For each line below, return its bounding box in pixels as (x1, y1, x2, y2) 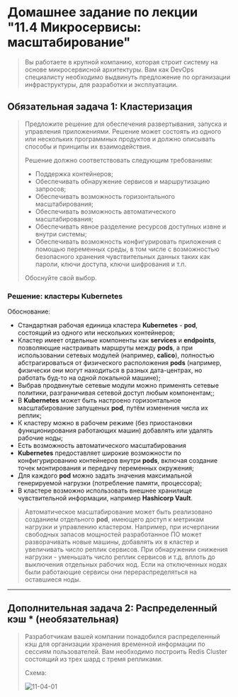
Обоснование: (7, 307, 51, 316)
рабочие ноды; (17, 434, 64, 442)
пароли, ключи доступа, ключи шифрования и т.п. (35, 260, 187, 268)
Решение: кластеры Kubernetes (7, 291, 123, 301)
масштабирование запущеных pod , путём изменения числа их (17, 404, 209, 413)
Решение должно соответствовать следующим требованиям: (24, 156, 212, 164)
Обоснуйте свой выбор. (24, 273, 97, 282)
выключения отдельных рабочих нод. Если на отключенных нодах (24, 560, 227, 569)
